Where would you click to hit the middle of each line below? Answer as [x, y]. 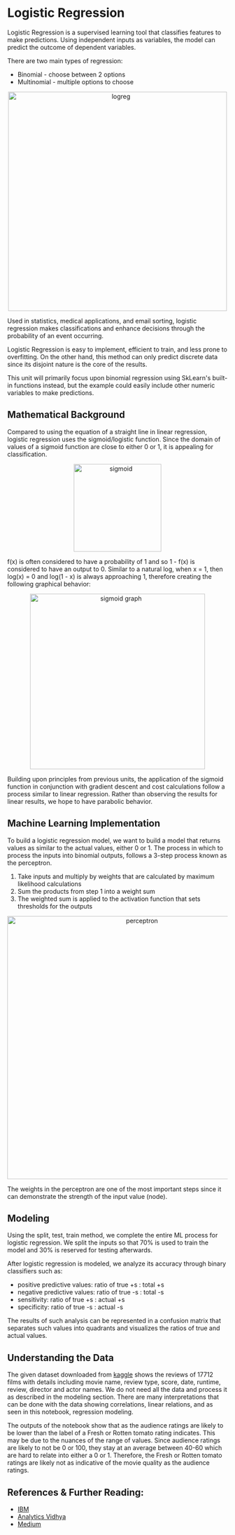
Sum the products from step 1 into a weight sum [86, 891]
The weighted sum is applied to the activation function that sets [109, 899]
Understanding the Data [60, 1358]
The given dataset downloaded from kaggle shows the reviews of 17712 [110, 1375]
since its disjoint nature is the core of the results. [77, 364]
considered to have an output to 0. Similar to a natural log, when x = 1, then [115, 569]
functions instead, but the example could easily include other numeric [114, 385]
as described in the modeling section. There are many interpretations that [113, 1397]
